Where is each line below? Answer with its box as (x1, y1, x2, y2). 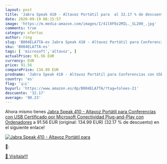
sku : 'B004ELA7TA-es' (5, 44, 50, 49)
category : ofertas (5, 30, 43, 35)
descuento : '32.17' (5, 90, 46, 95)
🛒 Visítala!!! (5, 154, 28, 160)
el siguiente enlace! (5, 125, 45, 131)
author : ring (5, 35, 32, 40)
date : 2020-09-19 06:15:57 (5, 16, 61, 21)
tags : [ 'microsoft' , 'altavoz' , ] (5, 49, 77, 54)
